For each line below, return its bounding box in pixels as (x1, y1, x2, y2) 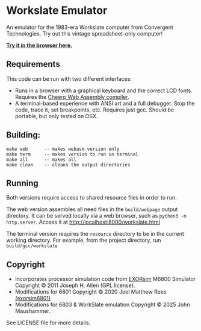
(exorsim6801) (14, 295, 51, 302)
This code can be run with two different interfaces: (6, 75, 132, 82)
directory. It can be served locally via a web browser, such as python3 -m (6, 212, 187, 219)
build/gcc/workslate (6, 243, 58, 249)
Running (6, 178, 39, 188)
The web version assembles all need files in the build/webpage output (6, 206, 178, 213)
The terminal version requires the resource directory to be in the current (6, 230, 185, 238)
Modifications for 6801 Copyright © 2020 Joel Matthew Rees (14, 288, 167, 295)
